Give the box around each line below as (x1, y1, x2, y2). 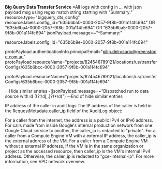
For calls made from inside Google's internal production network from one (5, 122, 153, 128)
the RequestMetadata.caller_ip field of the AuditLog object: (5, 108, 122, 114)
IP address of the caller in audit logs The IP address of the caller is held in (5, 103, 152, 108)
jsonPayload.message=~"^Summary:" (46, 30, 122, 35)
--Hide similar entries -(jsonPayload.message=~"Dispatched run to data (5, 88, 149, 94)
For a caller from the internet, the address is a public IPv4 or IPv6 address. (5, 118, 153, 123)
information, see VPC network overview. (5, 159, 86, 164)
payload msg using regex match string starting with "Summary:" (5, 9, 133, 15)
